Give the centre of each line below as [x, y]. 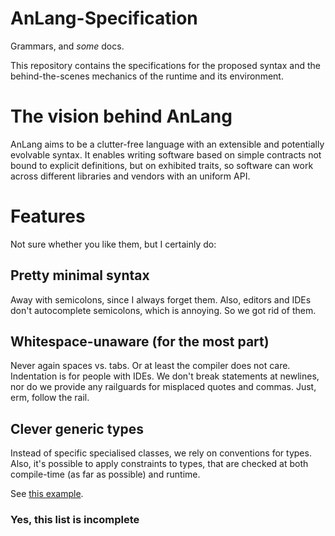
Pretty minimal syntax [80, 275]
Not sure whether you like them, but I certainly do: [113, 244]
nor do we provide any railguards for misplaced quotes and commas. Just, [163, 387]
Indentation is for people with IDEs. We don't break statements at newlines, [165, 376]
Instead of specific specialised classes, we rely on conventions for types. [161, 453]
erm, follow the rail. [50, 398]
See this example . [47, 494]
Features [48, 216]
